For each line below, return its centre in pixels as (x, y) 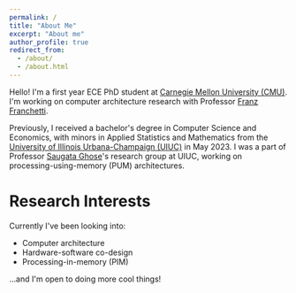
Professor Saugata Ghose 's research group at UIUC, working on (126, 156)
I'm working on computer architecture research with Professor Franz (134, 101)
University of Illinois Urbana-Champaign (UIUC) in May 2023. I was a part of (148, 146)
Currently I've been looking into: (68, 226)
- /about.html (43, 67)
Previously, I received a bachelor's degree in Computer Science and (133, 127)
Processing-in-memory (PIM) (75, 261)
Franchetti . (29, 111)
